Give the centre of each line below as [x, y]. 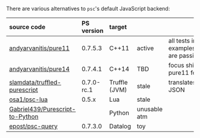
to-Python [24, 117]
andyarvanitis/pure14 [40, 69]
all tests [179, 41]
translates [182, 82]
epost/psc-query [33, 126]
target [118, 27]
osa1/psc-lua [29, 99]
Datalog [120, 126]
